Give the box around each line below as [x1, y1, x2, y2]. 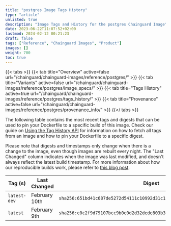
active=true [5, 90, 30, 97]
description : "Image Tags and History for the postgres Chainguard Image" [5, 21, 167, 27]
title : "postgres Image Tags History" [5, 7, 88, 13]
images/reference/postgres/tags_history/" [5, 96, 93, 102]
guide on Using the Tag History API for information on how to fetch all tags [5, 128, 161, 134]
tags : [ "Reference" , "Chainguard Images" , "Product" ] [5, 41, 122, 46]
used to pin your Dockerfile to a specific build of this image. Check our [5, 122, 154, 128]
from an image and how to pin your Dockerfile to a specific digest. [5, 133, 144, 139]
